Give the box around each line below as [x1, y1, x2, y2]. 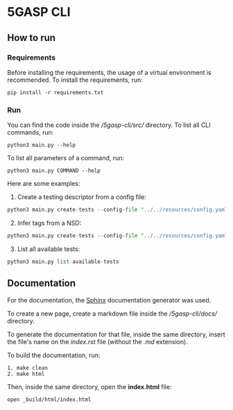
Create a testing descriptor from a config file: [17, 193, 147, 201]
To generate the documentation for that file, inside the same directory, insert [7, 330, 225, 339]
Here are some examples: [7, 180, 81, 188]
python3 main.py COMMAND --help [7, 167, 101, 174]
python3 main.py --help [7, 142, 76, 149]
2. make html [7, 370, 45, 377]
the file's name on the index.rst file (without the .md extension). [7, 337, 189, 345]
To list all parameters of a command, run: [7, 154, 125, 162]
